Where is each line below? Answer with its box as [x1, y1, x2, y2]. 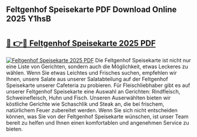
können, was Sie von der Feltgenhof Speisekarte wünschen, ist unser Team [6, 113, 189, 120]
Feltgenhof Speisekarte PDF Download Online [6, 5, 177, 15]
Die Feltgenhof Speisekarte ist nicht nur [95, 57, 191, 64]
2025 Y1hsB [6, 14, 51, 24]
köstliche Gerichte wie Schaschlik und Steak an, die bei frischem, [6, 101, 165, 108]
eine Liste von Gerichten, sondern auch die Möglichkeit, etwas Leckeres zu [6, 63, 188, 70]
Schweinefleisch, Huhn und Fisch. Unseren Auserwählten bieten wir [6, 94, 171, 101]
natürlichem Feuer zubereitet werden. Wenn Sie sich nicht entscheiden [6, 107, 178, 113]
